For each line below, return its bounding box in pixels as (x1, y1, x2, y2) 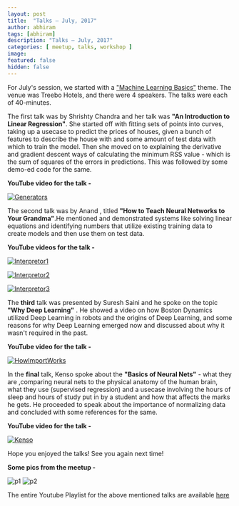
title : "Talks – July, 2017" (7, 17, 98, 24)
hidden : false (7, 63, 50, 71)
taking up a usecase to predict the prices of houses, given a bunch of (7, 127, 212, 135)
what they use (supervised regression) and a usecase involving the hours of (7, 385, 231, 393)
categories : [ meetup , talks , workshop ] (7, 43, 133, 51)
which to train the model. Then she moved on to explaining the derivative (7, 142, 222, 150)
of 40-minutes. (7, 98, 52, 107)
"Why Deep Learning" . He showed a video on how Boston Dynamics (7, 306, 213, 314)
